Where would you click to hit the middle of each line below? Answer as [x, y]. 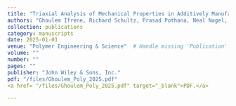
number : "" [23, 60]
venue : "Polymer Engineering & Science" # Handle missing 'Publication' [118, 46]
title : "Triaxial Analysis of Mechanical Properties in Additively [108, 14]
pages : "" [22, 66]
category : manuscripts [40, 33]
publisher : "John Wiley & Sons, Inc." [64, 72]
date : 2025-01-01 [33, 40]
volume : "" [23, 53]
